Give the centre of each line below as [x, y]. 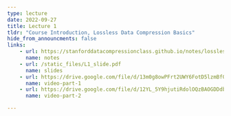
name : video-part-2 [53, 96]
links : [16, 45]
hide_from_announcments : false [52, 39]
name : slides [44, 70]
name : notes [42, 58]
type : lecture [27, 13]
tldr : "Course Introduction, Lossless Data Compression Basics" [101, 32]
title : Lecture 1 [32, 26]
